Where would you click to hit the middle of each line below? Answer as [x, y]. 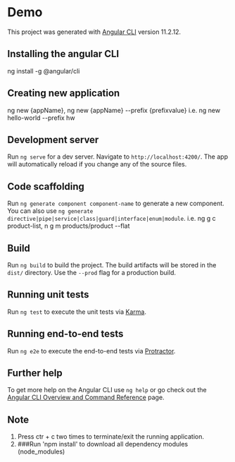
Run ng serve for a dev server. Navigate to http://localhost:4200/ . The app [118, 157]
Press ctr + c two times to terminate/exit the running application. [111, 437]
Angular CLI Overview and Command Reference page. [86, 397]
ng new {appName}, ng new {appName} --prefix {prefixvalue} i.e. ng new [114, 110]
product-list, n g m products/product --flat [69, 226]
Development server [53, 139]
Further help [35, 373]
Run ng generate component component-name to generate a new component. [116, 203]
